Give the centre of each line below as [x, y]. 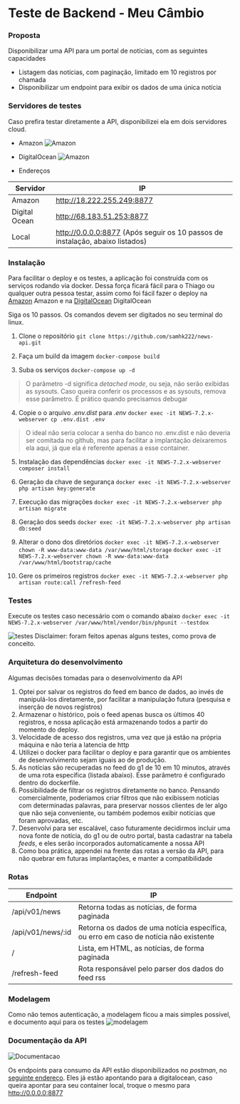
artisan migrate [42, 509]
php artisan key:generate [57, 489]
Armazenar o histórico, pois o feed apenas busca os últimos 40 [111, 714]
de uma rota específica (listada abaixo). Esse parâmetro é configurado [122, 775]
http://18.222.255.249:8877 [104, 200]
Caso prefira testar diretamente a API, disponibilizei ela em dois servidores [118, 121]
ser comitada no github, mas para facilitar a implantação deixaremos [126, 441]
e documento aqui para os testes [57, 1022]
